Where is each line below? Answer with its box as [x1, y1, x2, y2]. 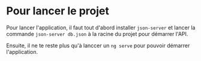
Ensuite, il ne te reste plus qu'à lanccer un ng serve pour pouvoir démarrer [6, 42, 190, 49]
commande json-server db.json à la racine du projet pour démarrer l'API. [6, 30, 188, 37]
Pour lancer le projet [6, 4, 109, 18]
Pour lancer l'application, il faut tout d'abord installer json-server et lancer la [6, 24, 196, 31]
